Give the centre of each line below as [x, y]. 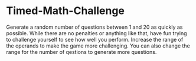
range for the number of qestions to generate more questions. [81, 52]
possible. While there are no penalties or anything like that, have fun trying [97, 33]
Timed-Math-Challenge [66, 11]
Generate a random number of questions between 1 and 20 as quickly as [94, 27]
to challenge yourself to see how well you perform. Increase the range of [95, 39]
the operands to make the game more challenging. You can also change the [98, 46]
